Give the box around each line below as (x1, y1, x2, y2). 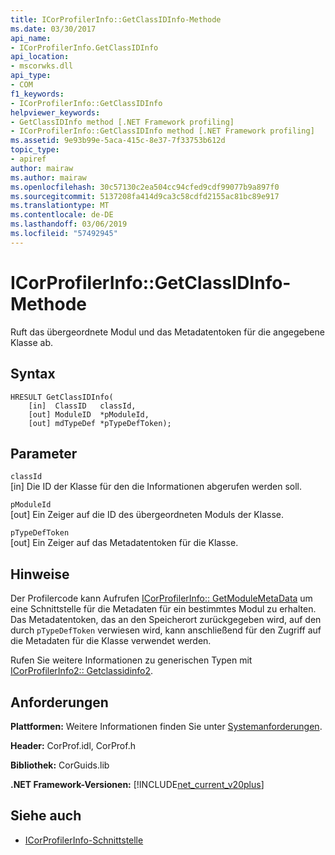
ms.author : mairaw (10, 172, 87, 183)
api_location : (10, 52, 70, 62)
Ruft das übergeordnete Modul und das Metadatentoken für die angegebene (10, 326, 325, 338)
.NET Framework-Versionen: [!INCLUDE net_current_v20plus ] (10, 778, 265, 790)
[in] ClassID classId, (28, 401, 137, 411)
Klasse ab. (10, 336, 54, 348)
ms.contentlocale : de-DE (10, 210, 114, 220)
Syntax (10, 366, 56, 383)
